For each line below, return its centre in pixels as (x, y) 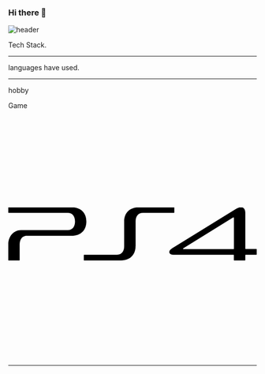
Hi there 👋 (28, 13)
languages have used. (44, 68)
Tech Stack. (28, 45)
